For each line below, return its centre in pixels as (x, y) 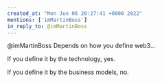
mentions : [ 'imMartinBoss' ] (47, 20)
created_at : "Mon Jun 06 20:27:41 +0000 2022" (75, 13)
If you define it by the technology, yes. (61, 59)
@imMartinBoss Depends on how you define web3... (81, 46)
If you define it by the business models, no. (68, 72)
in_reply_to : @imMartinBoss (47, 26)
